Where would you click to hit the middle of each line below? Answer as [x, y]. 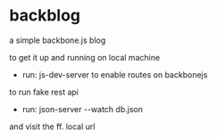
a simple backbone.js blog [58, 40]
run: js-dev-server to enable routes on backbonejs [115, 74]
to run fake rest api [44, 92]
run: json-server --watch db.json [82, 109]
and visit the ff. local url [52, 127]
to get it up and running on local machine [85, 57]
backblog [45, 16]
